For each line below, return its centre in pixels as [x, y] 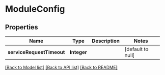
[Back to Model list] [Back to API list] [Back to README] [61, 67]
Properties [22, 27]
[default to [137, 49]
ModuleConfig [35, 9]
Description [106, 41]
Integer [78, 52]
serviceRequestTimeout [36, 52]
